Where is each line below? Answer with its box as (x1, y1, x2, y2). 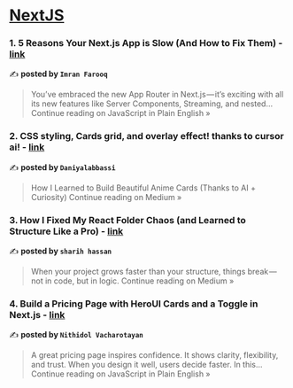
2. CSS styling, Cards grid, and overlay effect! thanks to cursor (9, 130, 285, 143)
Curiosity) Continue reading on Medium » (30, 191, 182, 202)
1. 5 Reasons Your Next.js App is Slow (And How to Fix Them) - (9, 37, 283, 50)
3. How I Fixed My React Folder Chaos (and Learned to (9, 213, 246, 226)
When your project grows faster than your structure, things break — (30, 267, 277, 277)
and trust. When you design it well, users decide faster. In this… (30, 360, 263, 370)
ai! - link (9, 141, 45, 153)
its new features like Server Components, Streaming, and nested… (30, 98, 274, 109)
